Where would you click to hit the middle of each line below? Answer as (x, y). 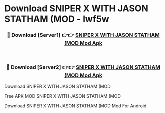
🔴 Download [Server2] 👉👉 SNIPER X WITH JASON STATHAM (83, 67)
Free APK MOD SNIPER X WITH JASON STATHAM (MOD (63, 96)
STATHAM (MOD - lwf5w (57, 19)
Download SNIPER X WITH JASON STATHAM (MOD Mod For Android (76, 106)
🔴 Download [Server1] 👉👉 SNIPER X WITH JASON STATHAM (83, 35)
